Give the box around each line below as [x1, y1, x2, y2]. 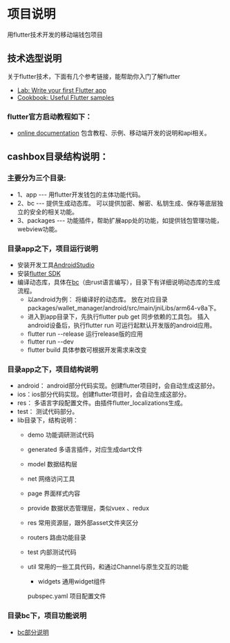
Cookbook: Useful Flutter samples [17, 93, 115, 101]
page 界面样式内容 [27, 489, 81, 497]
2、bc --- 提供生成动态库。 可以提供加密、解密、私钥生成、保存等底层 [17, 199, 218, 207]
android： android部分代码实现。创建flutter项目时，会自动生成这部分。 [17, 382, 219, 390]
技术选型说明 [7, 52, 62, 64]
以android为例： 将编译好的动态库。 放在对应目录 [27, 295, 168, 304]
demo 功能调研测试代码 [27, 431, 95, 439]
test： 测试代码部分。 [17, 408, 79, 416]
